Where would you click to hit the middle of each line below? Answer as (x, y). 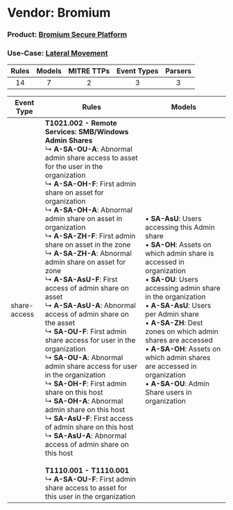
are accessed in (171, 366)
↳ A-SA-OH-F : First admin (90, 184)
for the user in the (74, 167)
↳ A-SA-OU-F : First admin (90, 479)
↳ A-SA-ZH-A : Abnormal (88, 254)
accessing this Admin (180, 227)
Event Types (138, 71)
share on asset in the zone (88, 245)
